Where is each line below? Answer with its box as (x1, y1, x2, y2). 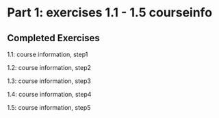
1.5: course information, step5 (7, 104, 91, 111)
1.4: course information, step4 (7, 91, 92, 98)
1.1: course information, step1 (7, 50, 88, 58)
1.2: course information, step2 (7, 64, 91, 71)
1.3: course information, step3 (7, 77, 91, 85)
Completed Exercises (7, 32, 101, 44)
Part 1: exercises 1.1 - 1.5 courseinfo (7, 5, 213, 21)
